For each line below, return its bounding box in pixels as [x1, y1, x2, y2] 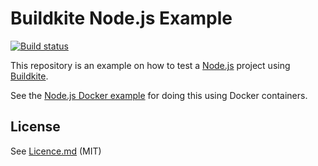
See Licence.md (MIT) [10, 145, 102, 157]
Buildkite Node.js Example [10, 7, 233, 30]
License [10, 118, 61, 136]
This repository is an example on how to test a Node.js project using [10, 59, 291, 71]
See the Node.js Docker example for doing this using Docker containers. [10, 89, 308, 101]
